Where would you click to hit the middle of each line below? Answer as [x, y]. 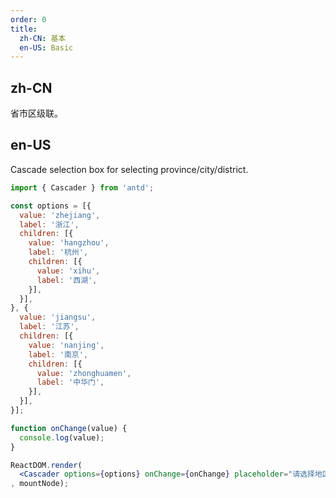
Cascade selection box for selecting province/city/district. [129, 169]
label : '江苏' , [49, 327]
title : [24, 29]
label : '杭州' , [58, 252]
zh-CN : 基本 [43, 38]
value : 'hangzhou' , [69, 243]
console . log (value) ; [62, 437]
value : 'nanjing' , [66, 345]
